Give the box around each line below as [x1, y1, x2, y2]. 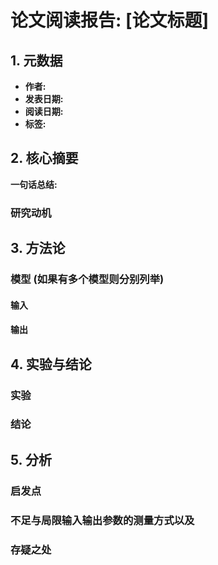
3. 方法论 [10, 240, 66, 257]
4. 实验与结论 [10, 356, 92, 373]
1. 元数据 [10, 52, 63, 69]
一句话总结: [10, 178, 58, 190]
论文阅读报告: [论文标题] [10, 9, 210, 32]
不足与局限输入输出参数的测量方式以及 [10, 513, 195, 527]
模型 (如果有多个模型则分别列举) [10, 272, 165, 286]
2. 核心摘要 [10, 150, 79, 167]
